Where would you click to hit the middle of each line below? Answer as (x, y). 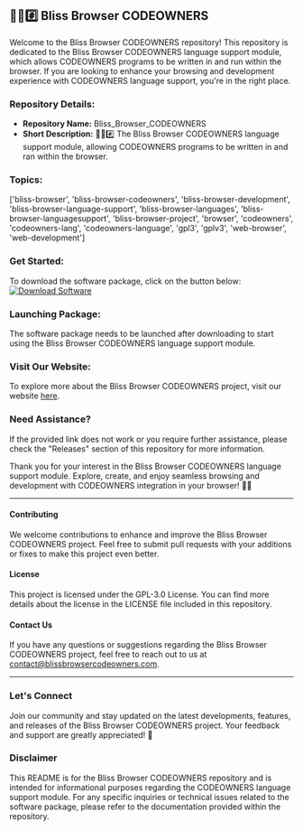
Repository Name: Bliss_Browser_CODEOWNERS (114, 124)
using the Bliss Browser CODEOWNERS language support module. (133, 343)
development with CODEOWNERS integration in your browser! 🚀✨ (131, 485)
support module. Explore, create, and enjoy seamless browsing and (134, 476)
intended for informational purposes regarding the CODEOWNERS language (150, 787)
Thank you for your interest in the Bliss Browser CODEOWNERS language (146, 466)
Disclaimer (33, 758)
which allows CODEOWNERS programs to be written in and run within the (146, 61)
